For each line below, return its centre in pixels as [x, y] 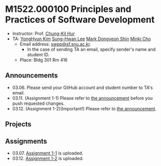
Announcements [31, 76]
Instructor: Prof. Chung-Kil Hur [44, 33]
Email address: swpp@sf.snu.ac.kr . [55, 44]
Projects [18, 124]
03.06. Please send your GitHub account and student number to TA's [82, 87]
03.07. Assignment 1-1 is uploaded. [48, 153]
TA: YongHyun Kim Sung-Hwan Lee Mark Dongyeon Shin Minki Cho [81, 39]
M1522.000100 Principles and [68, 9]
